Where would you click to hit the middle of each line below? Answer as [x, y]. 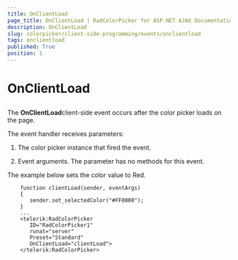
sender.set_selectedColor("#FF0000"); [86, 200]
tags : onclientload [36, 40]
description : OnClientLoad [47, 27]
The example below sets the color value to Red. [77, 175]
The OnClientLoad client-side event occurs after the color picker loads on [114, 113]
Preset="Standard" [56, 238]
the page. [21, 120]
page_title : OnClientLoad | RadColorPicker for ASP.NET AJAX [100, 21]
